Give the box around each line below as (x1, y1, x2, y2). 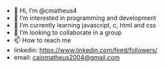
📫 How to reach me (13, 36, 71, 44)
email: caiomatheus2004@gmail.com (13, 54, 120, 61)
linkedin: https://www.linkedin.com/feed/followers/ (13, 46, 157, 54)
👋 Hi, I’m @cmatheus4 (13, 7, 77, 14)
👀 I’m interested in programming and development (13, 14, 157, 22)
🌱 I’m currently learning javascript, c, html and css (13, 21, 157, 29)
